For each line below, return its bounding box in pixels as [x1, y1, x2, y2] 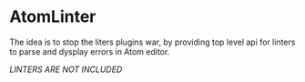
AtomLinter [9, 6, 97, 27]
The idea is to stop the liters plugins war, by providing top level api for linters [9, 36, 296, 47]
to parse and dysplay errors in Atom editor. [9, 46, 170, 56]
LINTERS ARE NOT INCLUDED [9, 64, 123, 75]
